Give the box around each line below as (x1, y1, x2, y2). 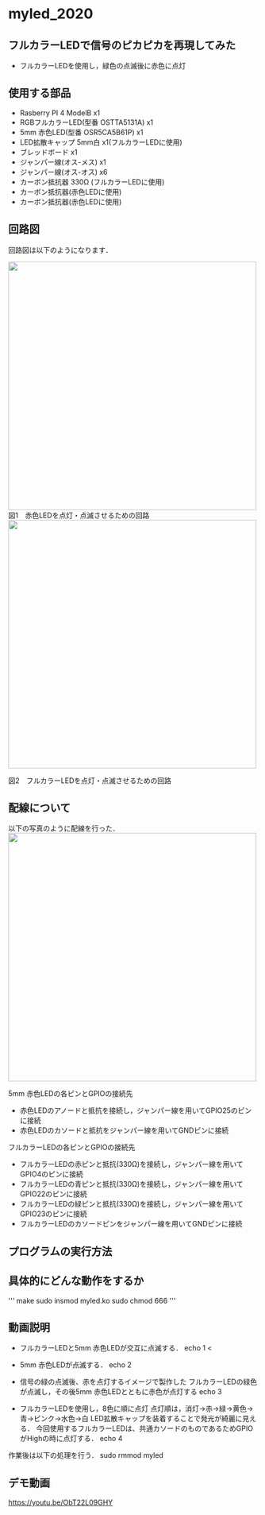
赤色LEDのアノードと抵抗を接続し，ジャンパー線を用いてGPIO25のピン (19, 1106, 252, 1115)
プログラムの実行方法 (8, 1245, 113, 1258)
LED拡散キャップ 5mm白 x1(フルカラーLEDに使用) (19, 137, 182, 147)
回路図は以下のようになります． (8, 245, 113, 254)
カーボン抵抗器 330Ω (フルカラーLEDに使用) (19, 176, 165, 187)
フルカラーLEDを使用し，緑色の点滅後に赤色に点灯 (19, 61, 186, 70)
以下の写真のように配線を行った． (8, 823, 120, 833)
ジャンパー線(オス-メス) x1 (19, 157, 107, 167)
